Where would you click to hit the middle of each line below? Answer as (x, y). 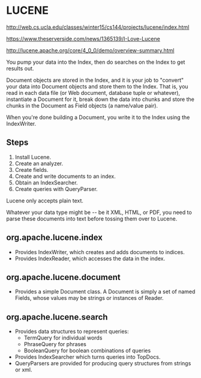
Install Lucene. (33, 157)
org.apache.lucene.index (55, 238)
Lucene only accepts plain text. (45, 200)
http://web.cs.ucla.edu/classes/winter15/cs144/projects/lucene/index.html (98, 27)
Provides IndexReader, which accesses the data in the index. (90, 258)
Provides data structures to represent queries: (72, 332)
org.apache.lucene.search (57, 317)
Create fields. (31, 169)
